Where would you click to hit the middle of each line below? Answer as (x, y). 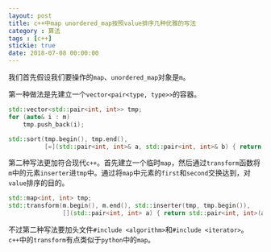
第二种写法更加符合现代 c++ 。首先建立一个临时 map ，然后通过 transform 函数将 (134, 163)
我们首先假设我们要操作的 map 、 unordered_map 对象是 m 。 (99, 77)
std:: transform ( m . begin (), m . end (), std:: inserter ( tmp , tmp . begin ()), (129, 206)
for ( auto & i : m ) (39, 117)
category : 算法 (34, 31)
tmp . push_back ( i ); (54, 124)
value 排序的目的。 (39, 183)
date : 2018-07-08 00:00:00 (54, 53)
